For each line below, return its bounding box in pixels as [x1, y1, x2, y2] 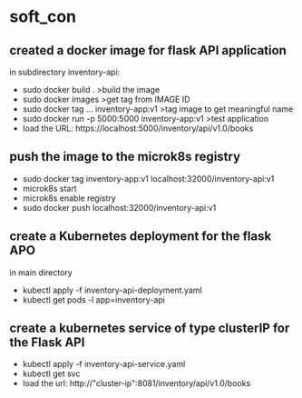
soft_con [9, 6, 77, 27]
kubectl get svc [22, 368, 81, 379]
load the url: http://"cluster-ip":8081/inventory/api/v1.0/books [22, 378, 251, 389]
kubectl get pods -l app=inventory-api [22, 294, 165, 305]
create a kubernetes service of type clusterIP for [9, 321, 290, 336]
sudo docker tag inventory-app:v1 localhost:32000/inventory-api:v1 [22, 173, 275, 184]
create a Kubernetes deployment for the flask [9, 229, 272, 244]
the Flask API [9, 334, 85, 351]
